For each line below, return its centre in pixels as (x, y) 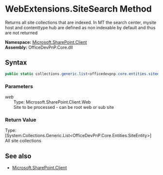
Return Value (21, 120)
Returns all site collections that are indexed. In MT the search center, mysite (81, 22)
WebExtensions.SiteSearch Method (78, 9)
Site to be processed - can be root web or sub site (64, 107)
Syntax (16, 62)
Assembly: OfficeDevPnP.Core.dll (39, 47)
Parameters (19, 86)
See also (18, 156)
